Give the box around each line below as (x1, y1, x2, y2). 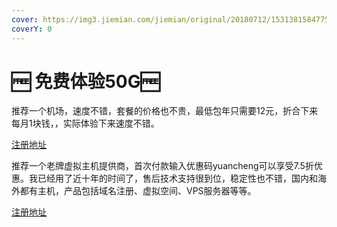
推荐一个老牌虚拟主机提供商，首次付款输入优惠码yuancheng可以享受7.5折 (11, 160, 314, 172)
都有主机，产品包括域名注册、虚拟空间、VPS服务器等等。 (19, 185, 257, 197)
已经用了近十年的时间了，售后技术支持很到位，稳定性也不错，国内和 (37, 172, 318, 185)
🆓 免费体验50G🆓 (11, 70, 161, 93)
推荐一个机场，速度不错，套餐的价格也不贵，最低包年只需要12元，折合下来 (11, 105, 319, 117)
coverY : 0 (11, 24, 53, 34)
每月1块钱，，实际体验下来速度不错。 (11, 117, 160, 130)
